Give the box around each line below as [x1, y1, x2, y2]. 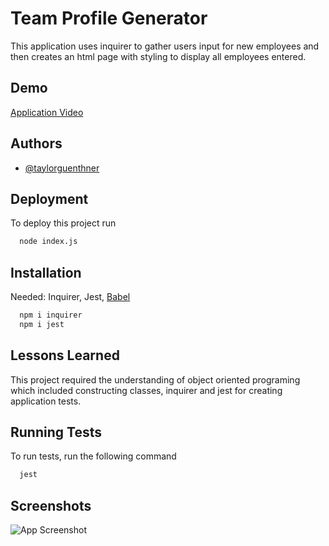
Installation [10, 264, 82, 281]
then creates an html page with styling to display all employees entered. [10, 50, 307, 62]
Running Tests [10, 424, 102, 441]
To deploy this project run [10, 217, 117, 229]
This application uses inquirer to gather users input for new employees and [10, 40, 320, 52]
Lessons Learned [10, 347, 120, 364]
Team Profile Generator [10, 7, 208, 30]
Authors [10, 135, 63, 152]
